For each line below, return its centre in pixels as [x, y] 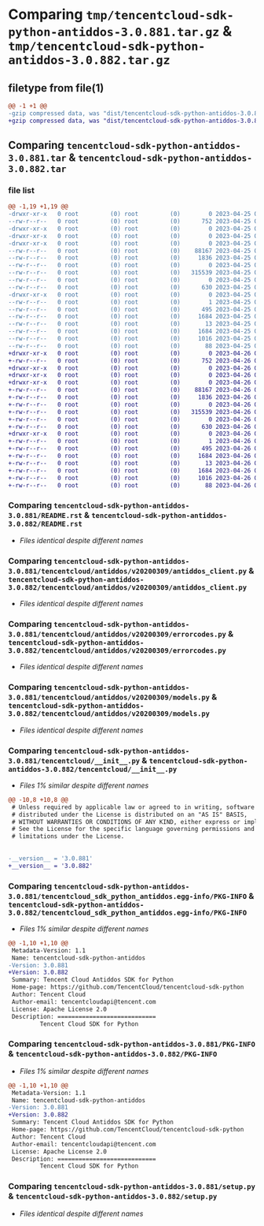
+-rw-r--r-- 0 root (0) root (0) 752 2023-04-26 [130, 360]
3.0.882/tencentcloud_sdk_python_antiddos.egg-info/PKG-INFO [128, 913]
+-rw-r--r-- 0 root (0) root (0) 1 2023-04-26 [130, 442]
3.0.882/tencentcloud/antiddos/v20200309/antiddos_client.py [128, 587]
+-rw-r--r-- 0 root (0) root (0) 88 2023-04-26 [130, 485]
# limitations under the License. [68, 837]
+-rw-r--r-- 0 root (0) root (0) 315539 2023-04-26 [130, 412]
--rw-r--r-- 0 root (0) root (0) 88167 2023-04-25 [130, 251]
